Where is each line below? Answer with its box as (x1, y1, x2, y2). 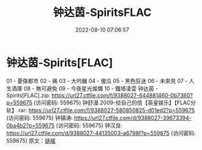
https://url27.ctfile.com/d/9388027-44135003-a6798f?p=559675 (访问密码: (6, 129, 196, 137)
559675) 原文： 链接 (6, 137, 56, 144)
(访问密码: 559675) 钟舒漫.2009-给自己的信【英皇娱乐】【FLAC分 (33, 99, 196, 106)
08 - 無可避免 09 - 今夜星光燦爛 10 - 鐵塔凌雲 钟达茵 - (23, 85, 158, 92)
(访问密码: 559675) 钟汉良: (55, 121, 123, 129)
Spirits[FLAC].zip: (6, 91, 50, 99)
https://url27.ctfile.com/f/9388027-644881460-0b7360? (51, 91, 193, 99)
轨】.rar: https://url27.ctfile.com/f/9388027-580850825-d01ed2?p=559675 (6, 106, 195, 113)
